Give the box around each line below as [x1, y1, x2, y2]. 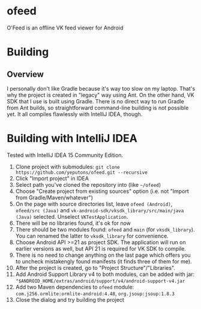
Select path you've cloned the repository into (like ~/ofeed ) [15, 181, 161, 188]
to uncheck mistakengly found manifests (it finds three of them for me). [15, 257, 192, 265]
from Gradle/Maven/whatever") [15, 194, 94, 201]
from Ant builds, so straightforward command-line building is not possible [7, 104, 189, 111]
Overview [7, 69, 44, 79]
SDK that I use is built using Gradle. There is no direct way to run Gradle [7, 97, 185, 105]
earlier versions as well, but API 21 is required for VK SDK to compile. [15, 245, 187, 252]
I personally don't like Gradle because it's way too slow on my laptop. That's [7, 85, 196, 92]
